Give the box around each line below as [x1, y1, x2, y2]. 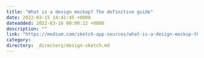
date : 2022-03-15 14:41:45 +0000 [6, 14, 91, 21]
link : [6, 31, 20, 37]
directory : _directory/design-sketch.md [6, 43, 110, 49]
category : [6, 37, 32, 43]
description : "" [6, 25, 47, 32]
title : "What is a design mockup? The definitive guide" [6, 8, 154, 15]
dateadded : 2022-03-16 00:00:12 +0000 [6, 20, 104, 26]
